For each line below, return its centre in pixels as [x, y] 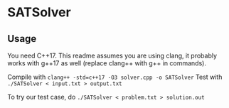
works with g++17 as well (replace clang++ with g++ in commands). [107, 63]
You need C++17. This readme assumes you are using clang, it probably [112, 55]
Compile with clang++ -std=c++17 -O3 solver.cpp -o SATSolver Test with [115, 77]
